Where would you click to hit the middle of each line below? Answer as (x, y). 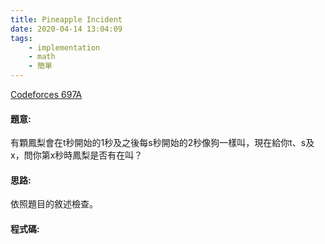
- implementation (64, 47)
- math (42, 57)
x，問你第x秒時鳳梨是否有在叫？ (76, 155)
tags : (21, 38)
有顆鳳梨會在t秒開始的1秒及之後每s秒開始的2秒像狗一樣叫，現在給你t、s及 (162, 143)
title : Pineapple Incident (66, 19)
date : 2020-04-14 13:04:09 (66, 29)
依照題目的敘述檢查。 (54, 204)
